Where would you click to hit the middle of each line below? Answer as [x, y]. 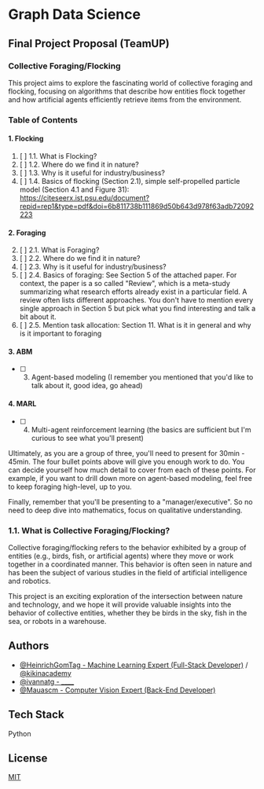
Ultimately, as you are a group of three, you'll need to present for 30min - [126, 453]
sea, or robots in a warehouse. [57, 621]
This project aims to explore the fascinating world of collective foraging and [130, 83]
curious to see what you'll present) [87, 438]
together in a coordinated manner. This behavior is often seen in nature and [130, 564]
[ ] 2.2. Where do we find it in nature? [80, 259]
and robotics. [29, 581]
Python [20, 733]
